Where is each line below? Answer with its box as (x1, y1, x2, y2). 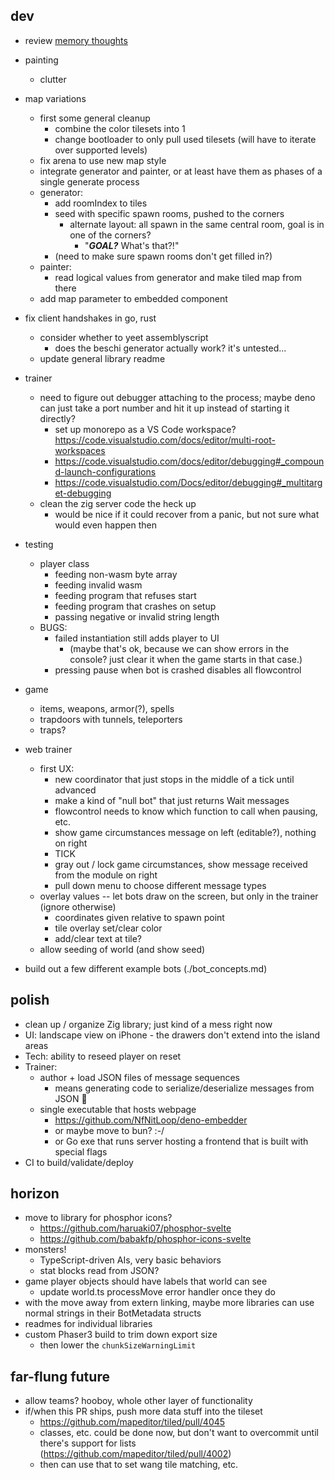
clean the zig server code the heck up (39, 497, 197, 509)
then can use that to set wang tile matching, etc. (39, 1459, 239, 1471)
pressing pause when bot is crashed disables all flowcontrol (54, 664, 302, 676)
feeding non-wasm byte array (54, 568, 178, 580)
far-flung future (10, 1368, 110, 1385)
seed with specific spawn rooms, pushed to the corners (54, 207, 285, 219)
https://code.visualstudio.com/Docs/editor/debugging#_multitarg (54, 476, 323, 488)
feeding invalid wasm (54, 579, 143, 591)
